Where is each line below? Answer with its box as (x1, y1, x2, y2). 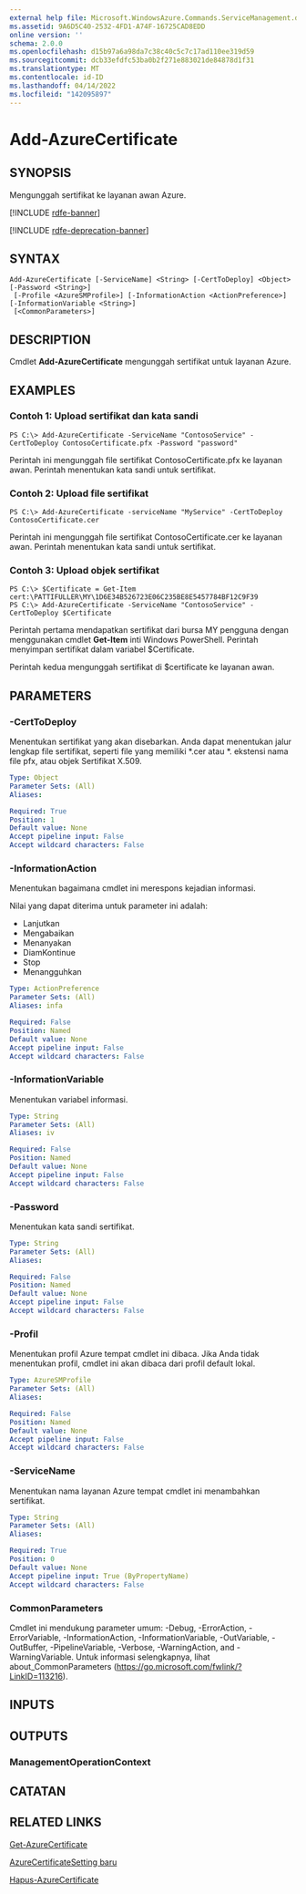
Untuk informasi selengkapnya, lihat (76, 1651, 211, 1662)
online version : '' (9, 30, 84, 39)
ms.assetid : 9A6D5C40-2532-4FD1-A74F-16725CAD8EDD (9, 22, 206, 31)
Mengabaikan (22, 927, 75, 939)
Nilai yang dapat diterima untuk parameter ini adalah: (9, 900, 208, 912)
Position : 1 (9, 815, 55, 824)
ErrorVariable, (9, 1631, 62, 1642)
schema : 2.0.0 (9, 38, 64, 48)
